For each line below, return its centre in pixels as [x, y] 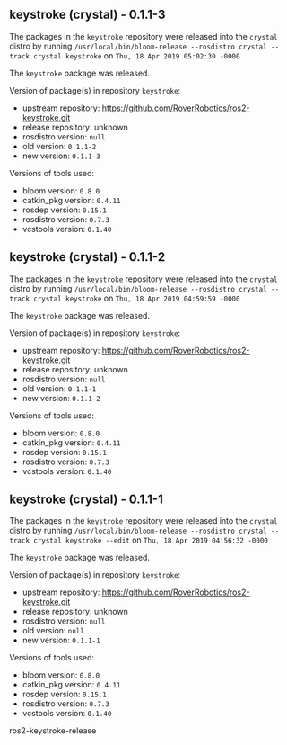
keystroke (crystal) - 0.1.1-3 [87, 15]
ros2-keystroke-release [53, 731]
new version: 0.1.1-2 [61, 398]
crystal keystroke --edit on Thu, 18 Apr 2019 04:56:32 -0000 [151, 540]
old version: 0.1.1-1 [59, 388]
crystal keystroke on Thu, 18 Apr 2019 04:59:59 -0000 [136, 298]
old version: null [53, 631]
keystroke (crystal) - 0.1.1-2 [87, 257]
